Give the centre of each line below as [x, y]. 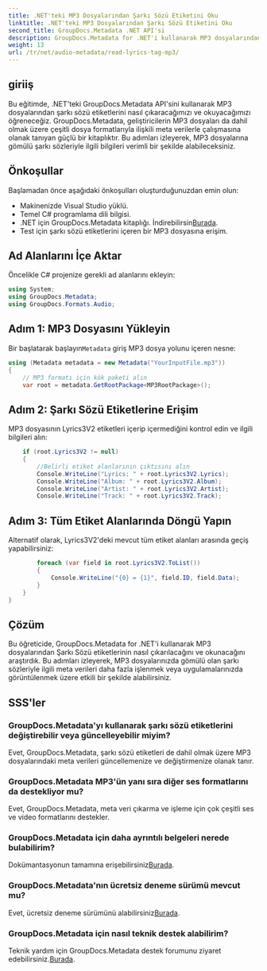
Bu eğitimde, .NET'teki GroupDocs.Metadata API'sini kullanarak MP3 [120, 103]
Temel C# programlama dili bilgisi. [75, 214]
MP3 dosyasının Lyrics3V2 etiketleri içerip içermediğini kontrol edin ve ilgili [130, 429]
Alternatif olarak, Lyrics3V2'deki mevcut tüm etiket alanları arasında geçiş [128, 540]
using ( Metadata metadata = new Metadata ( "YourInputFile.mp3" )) [117, 362]
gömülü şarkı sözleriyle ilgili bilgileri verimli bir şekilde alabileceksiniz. [122, 146]
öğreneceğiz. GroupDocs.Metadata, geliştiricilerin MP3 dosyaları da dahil [128, 121]
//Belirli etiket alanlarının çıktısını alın [114, 466]
